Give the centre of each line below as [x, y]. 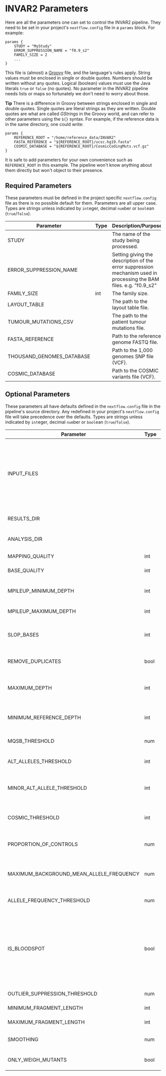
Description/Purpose [137, 225]
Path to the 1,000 [132, 350]
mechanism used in [134, 273]
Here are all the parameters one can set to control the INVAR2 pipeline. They [83, 22]
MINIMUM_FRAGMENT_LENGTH [45, 1008]
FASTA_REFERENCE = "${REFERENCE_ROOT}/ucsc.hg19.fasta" [73, 142]
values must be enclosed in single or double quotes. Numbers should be [79, 78]
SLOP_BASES [23, 635]
